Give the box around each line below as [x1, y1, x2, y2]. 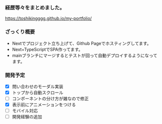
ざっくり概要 [5, 28, 35, 35]
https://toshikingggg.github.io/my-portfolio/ [5, 15, 92, 21]
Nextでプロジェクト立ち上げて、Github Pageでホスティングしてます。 [12, 40, 151, 46]
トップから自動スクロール [12, 89, 64, 95]
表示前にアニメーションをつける [12, 102, 76, 108]
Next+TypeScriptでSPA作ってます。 [12, 46, 83, 52]
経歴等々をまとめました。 [5, 4, 65, 11]
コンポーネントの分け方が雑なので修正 [12, 96, 89, 102]
